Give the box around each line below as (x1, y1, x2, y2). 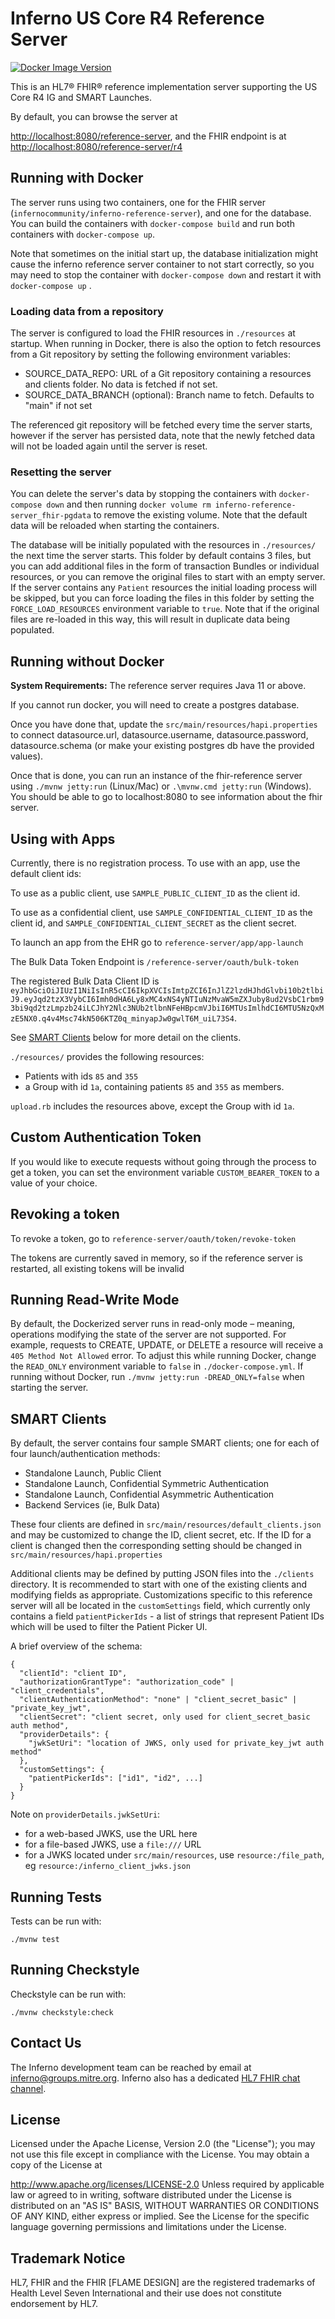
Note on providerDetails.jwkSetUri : (10, 1808, 161, 1821)
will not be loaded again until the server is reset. (10, 440, 208, 452)
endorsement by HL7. (10, 2298, 99, 2310)
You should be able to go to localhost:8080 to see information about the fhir (10, 791, 323, 803)
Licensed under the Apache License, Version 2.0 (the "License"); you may (10, 2138, 316, 2150)
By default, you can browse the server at (10, 110, 178, 122)
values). (10, 750, 44, 762)
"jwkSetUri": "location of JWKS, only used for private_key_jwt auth (28, 1738, 325, 1749)
